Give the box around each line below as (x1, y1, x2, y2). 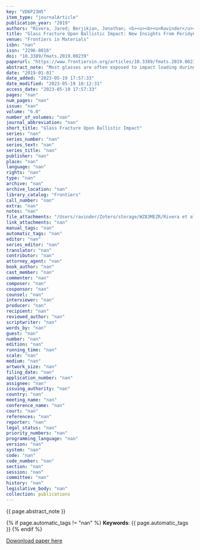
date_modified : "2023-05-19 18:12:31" (6, 81, 102, 87)
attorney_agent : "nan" (6, 258, 62, 264)
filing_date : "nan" (6, 369, 55, 375)
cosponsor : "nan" (6, 286, 49, 292)
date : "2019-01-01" (6, 70, 55, 76)
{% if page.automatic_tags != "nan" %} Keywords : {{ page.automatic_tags (6, 519, 189, 526)
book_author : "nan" (6, 264, 55, 270)
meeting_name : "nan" (6, 397, 58, 403)
